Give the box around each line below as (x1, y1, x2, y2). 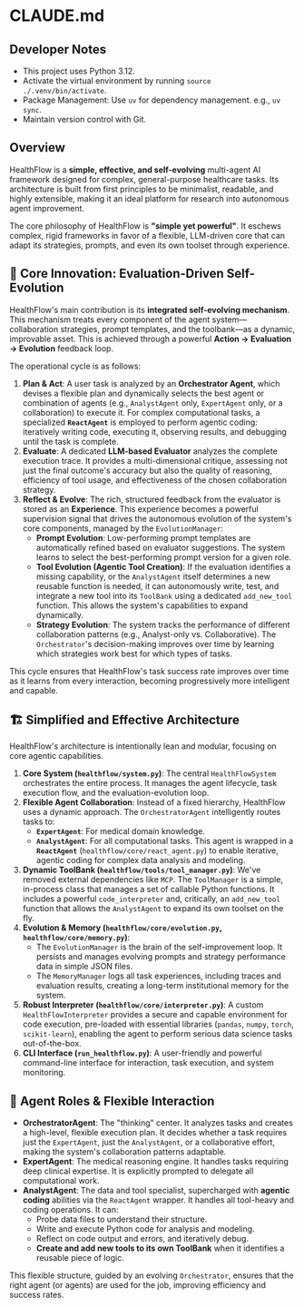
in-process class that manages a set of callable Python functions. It (22, 884, 275, 895)
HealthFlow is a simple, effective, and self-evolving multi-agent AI (9, 164, 261, 175)
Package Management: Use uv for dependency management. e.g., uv (22, 94, 281, 105)
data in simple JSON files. (35, 961, 133, 972)
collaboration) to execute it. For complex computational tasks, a (22, 407, 260, 418)
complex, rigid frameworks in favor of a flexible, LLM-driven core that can (9, 230, 286, 241)
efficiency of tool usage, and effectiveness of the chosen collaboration (22, 474, 288, 486)
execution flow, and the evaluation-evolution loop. (22, 787, 210, 799)
